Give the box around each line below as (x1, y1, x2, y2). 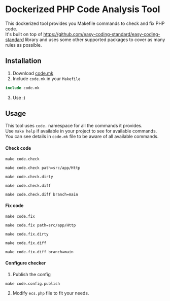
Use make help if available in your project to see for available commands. (5, 128, 157, 134)
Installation (5, 57, 42, 65)
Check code (5, 145, 31, 151)
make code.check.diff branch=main (5, 192, 79, 197)
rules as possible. (5, 42, 42, 48)
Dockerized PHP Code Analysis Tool (5, 4, 160, 15)
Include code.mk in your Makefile (12, 75, 81, 82)
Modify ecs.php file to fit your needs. (12, 290, 89, 296)
